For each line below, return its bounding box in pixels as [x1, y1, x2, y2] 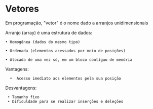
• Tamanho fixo [7, 94, 40, 99]
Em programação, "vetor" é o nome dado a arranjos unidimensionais [5, 20, 148, 26]
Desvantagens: [5, 85, 37, 91]
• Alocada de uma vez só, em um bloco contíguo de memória [5, 57, 133, 62]
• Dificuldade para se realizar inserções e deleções [7, 99, 124, 104]
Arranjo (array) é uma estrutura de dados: [5, 29, 93, 35]
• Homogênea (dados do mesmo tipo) [5, 39, 81, 45]
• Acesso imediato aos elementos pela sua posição [10, 76, 122, 81]
